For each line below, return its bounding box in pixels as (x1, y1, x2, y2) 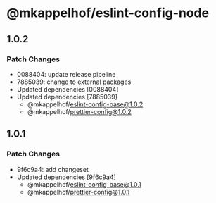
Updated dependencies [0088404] (16, 85, 119, 93)
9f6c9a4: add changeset (16, 165, 89, 173)
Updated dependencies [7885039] (16, 92, 117, 101)
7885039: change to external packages (16, 78, 132, 86)
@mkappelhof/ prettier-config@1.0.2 (27, 107, 132, 116)
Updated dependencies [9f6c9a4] (16, 173, 117, 181)
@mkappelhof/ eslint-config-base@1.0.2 (27, 100, 144, 109)
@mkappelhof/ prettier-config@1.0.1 (27, 187, 130, 196)
